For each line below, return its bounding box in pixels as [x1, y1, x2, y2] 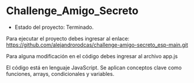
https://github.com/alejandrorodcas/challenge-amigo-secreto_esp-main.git [6, 41, 188, 48]
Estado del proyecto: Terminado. [14, 24, 94, 31]
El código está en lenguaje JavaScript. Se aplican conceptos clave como [6, 64, 182, 71]
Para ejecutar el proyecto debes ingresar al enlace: [6, 35, 130, 42]
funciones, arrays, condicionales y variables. [6, 70, 115, 77]
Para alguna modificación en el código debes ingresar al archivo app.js [6, 52, 178, 59]
